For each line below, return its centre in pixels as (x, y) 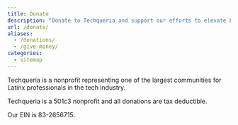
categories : (25, 54)
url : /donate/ (28, 27)
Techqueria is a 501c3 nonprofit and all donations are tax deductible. (107, 101)
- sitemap (28, 60)
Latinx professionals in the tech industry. (67, 87)
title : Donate (28, 14)
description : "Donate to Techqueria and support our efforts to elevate (117, 20)
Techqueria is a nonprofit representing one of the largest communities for (114, 80)
